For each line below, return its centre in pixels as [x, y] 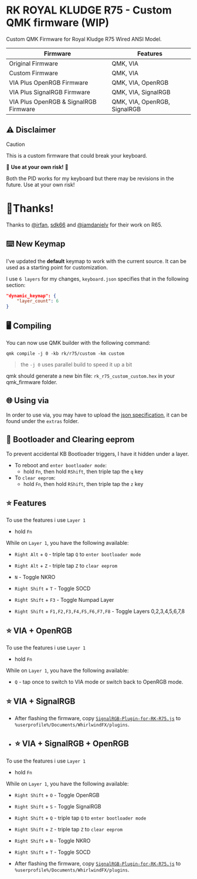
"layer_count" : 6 [38, 301]
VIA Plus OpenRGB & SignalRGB [53, 102]
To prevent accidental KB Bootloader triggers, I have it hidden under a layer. [98, 454]
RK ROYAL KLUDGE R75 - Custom [89, 10]
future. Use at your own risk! [40, 184]
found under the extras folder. [43, 421]
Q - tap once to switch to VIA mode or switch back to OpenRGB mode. [99, 682]
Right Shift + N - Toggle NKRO [52, 840]
